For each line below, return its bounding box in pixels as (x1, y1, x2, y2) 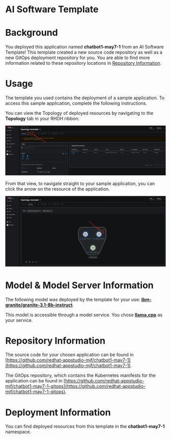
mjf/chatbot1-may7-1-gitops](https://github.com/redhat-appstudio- (5, 383, 146, 390)
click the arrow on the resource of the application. (5, 186, 110, 192)
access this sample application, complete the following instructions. (5, 100, 148, 107)
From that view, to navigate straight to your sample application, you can (5, 180, 155, 187)
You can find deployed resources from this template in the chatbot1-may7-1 (5, 423, 165, 429)
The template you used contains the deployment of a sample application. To (5, 95, 164, 101)
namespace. (5, 429, 32, 435)
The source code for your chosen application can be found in (5, 352, 134, 358)
